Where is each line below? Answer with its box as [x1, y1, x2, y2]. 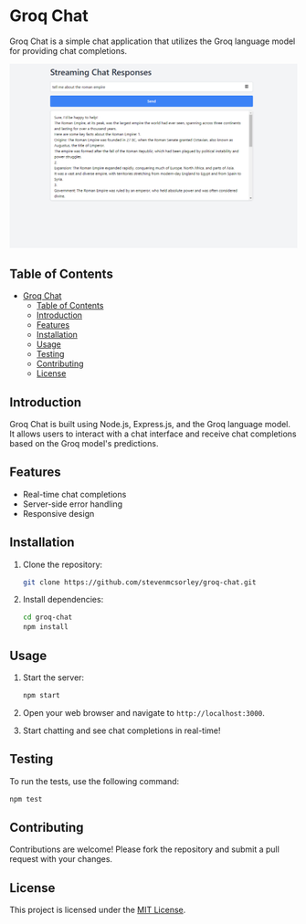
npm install [22, 623, 69, 632]
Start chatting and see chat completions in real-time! [22, 725, 221, 736]
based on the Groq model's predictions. [9, 437, 159, 448]
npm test [9, 794, 43, 803]
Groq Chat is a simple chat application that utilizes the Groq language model [9, 36, 296, 47]
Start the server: [22, 672, 85, 683]
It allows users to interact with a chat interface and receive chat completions [9, 428, 297, 439]
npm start [22, 690, 61, 699]
